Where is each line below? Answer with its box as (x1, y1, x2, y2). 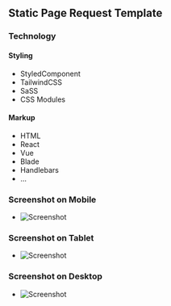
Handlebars (19, 165, 59, 174)
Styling (8, 50, 34, 60)
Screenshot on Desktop (8, 270, 102, 282)
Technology (8, 31, 56, 42)
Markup (8, 113, 35, 123)
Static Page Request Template (8, 6, 163, 20)
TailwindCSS (19, 77, 63, 87)
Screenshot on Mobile (8, 194, 97, 205)
